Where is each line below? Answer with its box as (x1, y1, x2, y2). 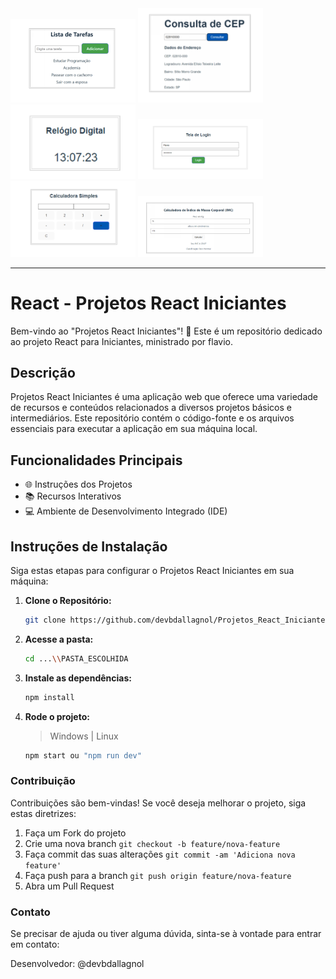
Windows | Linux (49, 730, 119, 742)
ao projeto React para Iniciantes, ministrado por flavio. (10, 335, 233, 347)
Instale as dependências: (24, 672, 132, 684)
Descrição (10, 365, 76, 381)
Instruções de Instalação (10, 538, 168, 555)
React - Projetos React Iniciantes (10, 292, 287, 314)
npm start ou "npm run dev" (24, 750, 142, 761)
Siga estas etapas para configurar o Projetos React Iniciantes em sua (10, 565, 295, 577)
